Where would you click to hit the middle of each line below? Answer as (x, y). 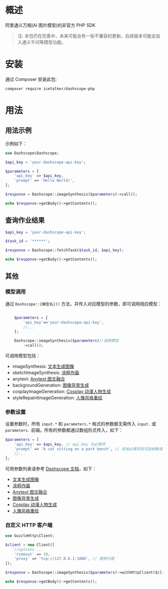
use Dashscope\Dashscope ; (32, 153)
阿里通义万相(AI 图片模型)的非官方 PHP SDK (50, 25)
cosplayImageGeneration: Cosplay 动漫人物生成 (61, 391)
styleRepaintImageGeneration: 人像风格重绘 (57, 398)
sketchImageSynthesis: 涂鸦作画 (46, 373)
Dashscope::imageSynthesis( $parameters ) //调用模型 (66, 341)
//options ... (29, 549)
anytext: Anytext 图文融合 (39, 379)
